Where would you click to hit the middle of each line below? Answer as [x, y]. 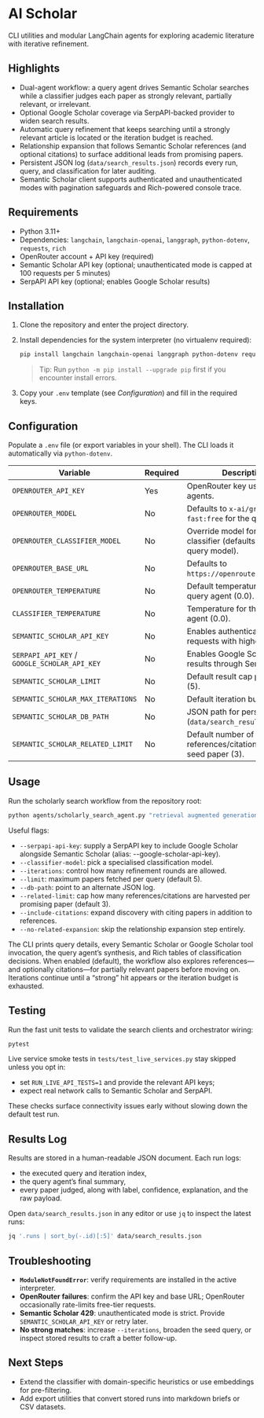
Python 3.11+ [40, 231]
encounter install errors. [78, 378]
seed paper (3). [216, 754]
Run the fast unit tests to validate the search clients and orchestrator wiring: [131, 1029]
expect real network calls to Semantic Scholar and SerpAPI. [116, 1091]
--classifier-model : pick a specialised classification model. [116, 862]
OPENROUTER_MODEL [44, 514]
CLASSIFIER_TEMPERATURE [57, 614]
